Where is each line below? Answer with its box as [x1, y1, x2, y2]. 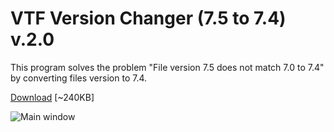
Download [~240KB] [10, 91, 95, 103]
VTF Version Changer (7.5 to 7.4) [10, 7, 287, 30]
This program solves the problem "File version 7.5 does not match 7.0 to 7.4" [10, 61, 325, 73]
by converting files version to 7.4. [10, 72, 148, 84]
